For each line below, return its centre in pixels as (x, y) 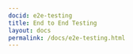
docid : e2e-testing (40, 15)
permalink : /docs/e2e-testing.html (67, 38)
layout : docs (30, 30)
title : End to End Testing (53, 23)
